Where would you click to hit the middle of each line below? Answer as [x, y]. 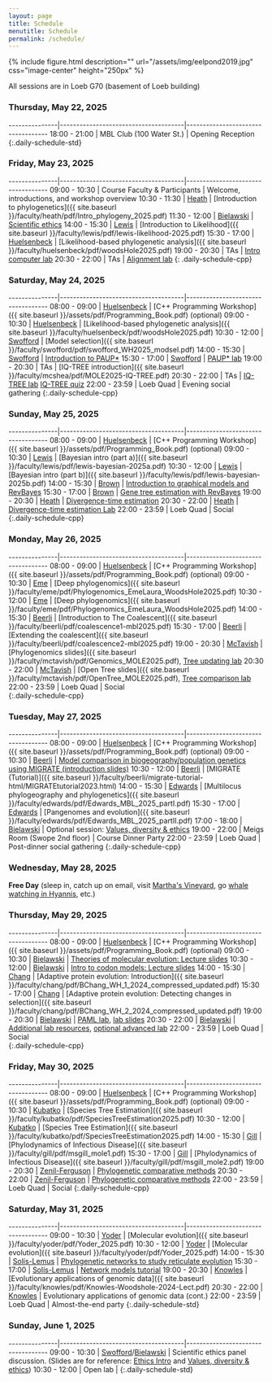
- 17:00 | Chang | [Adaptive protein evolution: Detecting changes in [120, 993]
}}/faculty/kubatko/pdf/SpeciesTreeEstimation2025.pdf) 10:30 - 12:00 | [127, 1118]
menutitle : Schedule [43, 31]
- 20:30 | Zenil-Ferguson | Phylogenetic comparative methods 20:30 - [126, 1170]
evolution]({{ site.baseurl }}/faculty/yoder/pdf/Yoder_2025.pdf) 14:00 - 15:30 [136, 1253]
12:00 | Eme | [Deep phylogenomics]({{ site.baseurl [94, 600]
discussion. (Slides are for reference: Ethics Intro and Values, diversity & [129, 1361]
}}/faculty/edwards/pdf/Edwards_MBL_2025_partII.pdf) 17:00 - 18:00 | [125, 821]
